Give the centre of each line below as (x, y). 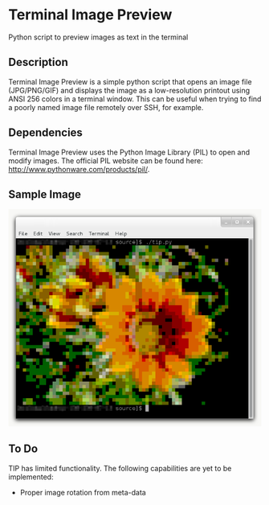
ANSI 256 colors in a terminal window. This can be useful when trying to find (135, 99)
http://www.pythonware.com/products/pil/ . (79, 169)
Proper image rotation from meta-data (83, 492)
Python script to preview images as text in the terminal (98, 37)
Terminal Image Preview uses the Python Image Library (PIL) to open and (129, 152)
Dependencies (45, 133)
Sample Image (45, 194)
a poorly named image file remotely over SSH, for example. (106, 107)
